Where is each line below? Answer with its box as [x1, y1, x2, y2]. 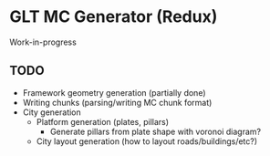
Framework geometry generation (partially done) [22, 87, 206, 98]
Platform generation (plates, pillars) [36, 116, 170, 127]
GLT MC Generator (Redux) [9, 6, 218, 27]
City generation [22, 107, 82, 118]
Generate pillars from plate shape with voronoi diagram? [49, 126, 262, 137]
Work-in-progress [9, 36, 78, 47]
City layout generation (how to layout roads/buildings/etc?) [36, 135, 258, 147]
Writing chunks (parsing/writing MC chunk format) [22, 97, 213, 108]
